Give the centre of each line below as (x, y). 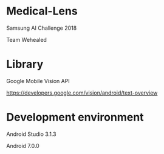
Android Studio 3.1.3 (31, 134)
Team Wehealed (27, 39)
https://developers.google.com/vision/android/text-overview (82, 93)
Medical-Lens (42, 11)
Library (25, 64)
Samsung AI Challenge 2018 (42, 28)
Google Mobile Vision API (38, 81)
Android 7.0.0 (23, 146)
